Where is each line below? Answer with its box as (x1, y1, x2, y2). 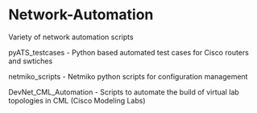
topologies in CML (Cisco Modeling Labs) (8, 95, 147, 105)
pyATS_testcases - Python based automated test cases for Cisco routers (8, 47, 250, 57)
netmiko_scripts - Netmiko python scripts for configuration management (8, 71, 248, 81)
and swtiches (8, 56, 53, 66)
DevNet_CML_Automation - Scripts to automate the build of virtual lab (8, 87, 239, 97)
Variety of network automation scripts (8, 32, 135, 42)
